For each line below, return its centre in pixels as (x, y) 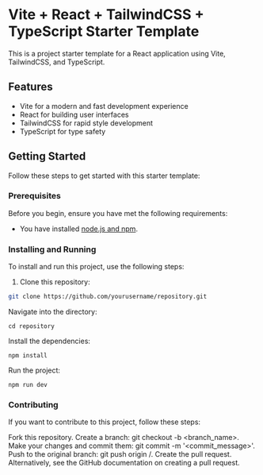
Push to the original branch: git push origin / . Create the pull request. (120, 454)
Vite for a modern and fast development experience (104, 106)
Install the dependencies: (50, 341)
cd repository (32, 326)
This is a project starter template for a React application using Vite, (117, 53)
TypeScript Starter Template (104, 31)
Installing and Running (52, 249)
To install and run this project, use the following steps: (96, 267)
